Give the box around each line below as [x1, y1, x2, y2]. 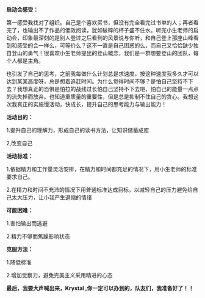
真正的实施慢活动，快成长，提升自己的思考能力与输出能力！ [16, 101, 167, 107]
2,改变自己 [6, 140, 33, 147]
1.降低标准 [6, 259, 32, 266]
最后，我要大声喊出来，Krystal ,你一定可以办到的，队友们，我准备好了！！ [6, 285, 194, 292]
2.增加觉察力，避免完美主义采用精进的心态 [6, 272, 113, 278]
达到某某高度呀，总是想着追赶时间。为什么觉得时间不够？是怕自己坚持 [6, 78, 183, 85]
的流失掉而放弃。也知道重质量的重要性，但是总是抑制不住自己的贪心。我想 [6, 93, 193, 100]
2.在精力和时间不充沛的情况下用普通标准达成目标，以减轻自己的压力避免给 [6, 186, 193, 193]
